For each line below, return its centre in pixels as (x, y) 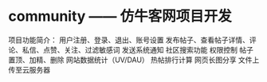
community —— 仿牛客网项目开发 (120, 16)
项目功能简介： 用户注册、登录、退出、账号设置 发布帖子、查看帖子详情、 (129, 40)
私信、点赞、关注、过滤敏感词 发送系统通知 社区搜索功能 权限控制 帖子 (137, 49)
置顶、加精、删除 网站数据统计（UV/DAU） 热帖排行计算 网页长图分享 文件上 (134, 60)
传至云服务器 (29, 69)
